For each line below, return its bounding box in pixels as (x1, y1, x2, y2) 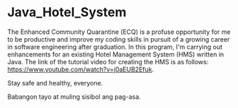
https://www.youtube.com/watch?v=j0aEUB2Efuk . (7, 65, 154, 73)
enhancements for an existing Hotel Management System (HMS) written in (7, 50, 225, 59)
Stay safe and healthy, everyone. (7, 78, 103, 87)
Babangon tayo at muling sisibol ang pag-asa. (7, 92, 142, 101)
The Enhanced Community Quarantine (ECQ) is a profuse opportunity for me (7, 28, 231, 36)
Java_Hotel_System (7, 4, 127, 20)
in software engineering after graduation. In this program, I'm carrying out (7, 42, 223, 51)
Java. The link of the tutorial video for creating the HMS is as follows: (7, 57, 209, 66)
